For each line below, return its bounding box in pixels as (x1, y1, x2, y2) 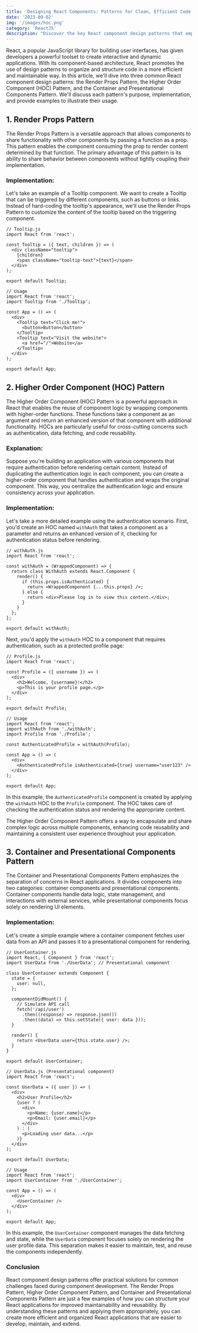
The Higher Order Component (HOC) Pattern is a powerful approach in (6, 398, 178, 405)
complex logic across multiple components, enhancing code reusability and (6, 823, 190, 830)
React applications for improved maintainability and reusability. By (6, 1302, 166, 1309)
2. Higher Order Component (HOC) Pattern (6, 382, 165, 392)
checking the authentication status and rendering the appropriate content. (6, 806, 186, 813)
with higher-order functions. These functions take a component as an (6, 411, 175, 418)
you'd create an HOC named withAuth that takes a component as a (6, 523, 168, 530)
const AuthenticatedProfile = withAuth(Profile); (6, 741, 131, 748)
